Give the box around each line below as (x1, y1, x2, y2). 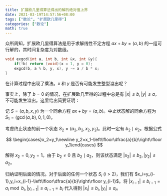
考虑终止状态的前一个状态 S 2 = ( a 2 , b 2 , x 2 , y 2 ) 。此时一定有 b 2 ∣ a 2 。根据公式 (5, 126, 162, 133)
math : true (5, 26, 28, 31)
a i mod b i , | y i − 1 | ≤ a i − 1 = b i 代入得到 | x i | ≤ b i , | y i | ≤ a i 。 (5, 185, 121, 192)
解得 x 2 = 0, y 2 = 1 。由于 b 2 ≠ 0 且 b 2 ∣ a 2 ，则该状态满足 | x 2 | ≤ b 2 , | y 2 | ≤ (5, 152, 156, 159)
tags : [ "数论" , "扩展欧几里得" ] (5, 17, 66, 22)
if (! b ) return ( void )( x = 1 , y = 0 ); (14, 61, 93, 66)
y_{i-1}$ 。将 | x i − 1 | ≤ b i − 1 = (103, 178, 160, 185)
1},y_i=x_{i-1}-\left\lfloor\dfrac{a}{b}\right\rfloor (5, 178, 102, 184)
